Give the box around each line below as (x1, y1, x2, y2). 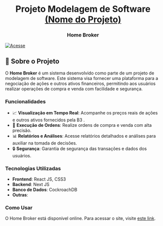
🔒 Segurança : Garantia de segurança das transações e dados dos (12, 146, 147, 151)
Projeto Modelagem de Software (15, 3, 151, 15)
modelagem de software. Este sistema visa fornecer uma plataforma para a (5, 75, 159, 81)
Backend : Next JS (12, 181, 49, 187)
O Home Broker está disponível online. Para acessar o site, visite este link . (5, 216, 156, 222)
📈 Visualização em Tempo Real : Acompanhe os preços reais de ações (12, 110, 158, 115)
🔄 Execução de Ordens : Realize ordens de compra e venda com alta (12, 122, 152, 128)
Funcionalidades (5, 98, 46, 105)
